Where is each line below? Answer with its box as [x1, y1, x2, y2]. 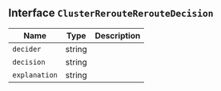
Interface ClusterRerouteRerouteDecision [8, 6, 214, 20]
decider [12, 44, 42, 53]
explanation [12, 70, 58, 79]
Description [94, 30, 141, 41]
